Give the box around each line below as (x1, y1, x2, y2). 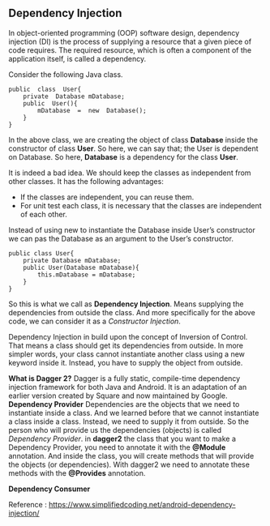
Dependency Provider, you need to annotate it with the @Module (8, 442, 226, 452)
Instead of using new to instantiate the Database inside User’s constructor (8, 225, 255, 234)
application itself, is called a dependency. (8, 53, 147, 63)
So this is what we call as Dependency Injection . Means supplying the (8, 299, 244, 309)
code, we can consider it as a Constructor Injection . (8, 316, 181, 326)
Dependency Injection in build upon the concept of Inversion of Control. (8, 331, 248, 341)
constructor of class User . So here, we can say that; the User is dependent (8, 143, 259, 153)
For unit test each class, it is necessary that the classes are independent (19, 200, 262, 210)
